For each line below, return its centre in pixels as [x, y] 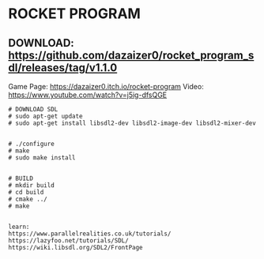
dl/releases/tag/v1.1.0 [63, 68]
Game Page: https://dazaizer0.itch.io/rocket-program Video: [106, 86]
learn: [19, 227]
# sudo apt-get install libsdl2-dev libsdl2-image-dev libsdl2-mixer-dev [132, 123]
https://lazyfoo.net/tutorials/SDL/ [68, 241]
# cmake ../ [28, 199]
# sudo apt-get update [45, 116]
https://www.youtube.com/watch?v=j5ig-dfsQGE [88, 95]
